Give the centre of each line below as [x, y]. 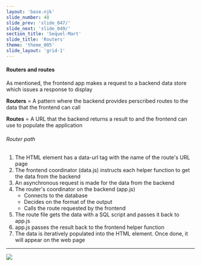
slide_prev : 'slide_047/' [38, 23]
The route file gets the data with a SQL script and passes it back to [97, 215]
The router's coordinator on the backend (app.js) [75, 189]
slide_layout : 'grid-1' [36, 51]
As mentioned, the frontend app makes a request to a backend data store [96, 83]
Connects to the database [56, 195]
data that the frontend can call [43, 107]
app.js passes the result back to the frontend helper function [89, 227]
